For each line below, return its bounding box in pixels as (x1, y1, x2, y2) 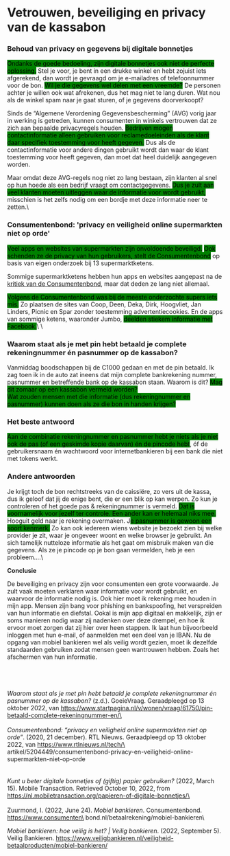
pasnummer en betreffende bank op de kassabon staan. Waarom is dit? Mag (7, 378, 223, 386)
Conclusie (7, 566, 37, 574)
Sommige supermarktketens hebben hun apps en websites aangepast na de (7, 272, 222, 280)
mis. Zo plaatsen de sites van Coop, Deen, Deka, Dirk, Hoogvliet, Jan (7, 300, 202, 308)
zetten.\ (7, 203, 29, 211)
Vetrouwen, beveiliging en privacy (7, 5, 206, 21)
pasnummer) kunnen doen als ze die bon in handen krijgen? (7, 400, 177, 408)
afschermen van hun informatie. (7, 653, 97, 661)
